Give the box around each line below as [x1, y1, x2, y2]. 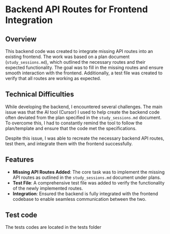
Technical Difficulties [5, 90, 75, 99]
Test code [5, 211, 38, 220]
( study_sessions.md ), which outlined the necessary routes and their [5, 59, 146, 65]
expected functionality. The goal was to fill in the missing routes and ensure [5, 65, 163, 70]
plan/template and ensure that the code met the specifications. [5, 125, 137, 131]
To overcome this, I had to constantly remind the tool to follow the [5, 120, 143, 126]
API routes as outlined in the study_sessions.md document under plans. [12, 174, 161, 180]
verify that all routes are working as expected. [5, 75, 101, 81]
